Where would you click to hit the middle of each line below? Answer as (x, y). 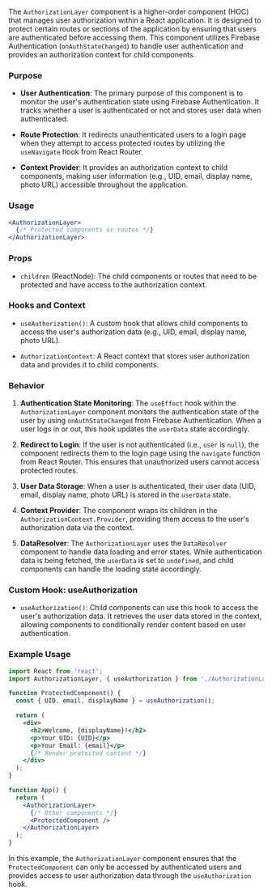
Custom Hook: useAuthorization (73, 590)
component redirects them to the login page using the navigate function (140, 453)
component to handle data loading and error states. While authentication (141, 552)
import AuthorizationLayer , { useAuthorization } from (103, 679)
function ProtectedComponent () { (65, 694)
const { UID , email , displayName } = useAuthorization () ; (116, 701)
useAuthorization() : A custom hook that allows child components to (134, 323)
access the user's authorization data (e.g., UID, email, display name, (134, 332)
